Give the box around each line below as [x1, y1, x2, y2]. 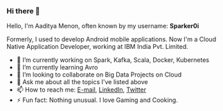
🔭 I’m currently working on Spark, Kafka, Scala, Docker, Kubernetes [16, 56, 210, 64]
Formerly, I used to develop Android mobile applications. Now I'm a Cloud [6, 35, 217, 43]
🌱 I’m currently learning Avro [16, 63, 98, 72]
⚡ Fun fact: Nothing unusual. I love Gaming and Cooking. [16, 96, 178, 104]
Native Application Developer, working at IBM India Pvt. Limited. [6, 43, 188, 51]
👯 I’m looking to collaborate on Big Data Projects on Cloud [16, 70, 181, 79]
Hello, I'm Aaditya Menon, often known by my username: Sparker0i [6, 22, 199, 30]
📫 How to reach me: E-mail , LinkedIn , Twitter [16, 85, 147, 94]
